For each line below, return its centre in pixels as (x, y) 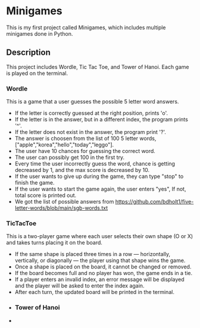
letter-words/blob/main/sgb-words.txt (61, 208)
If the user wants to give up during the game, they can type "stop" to (99, 176)
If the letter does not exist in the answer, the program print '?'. (90, 132)
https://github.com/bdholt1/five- (154, 202)
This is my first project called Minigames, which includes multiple (86, 27)
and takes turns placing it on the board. (54, 243)
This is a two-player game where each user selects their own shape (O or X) (100, 236)
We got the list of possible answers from (64, 202)
